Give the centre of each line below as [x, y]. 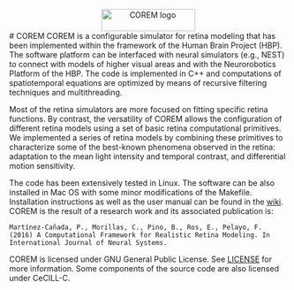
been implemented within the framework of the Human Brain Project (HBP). [146, 45]
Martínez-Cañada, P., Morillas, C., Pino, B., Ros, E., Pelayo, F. [136, 227]
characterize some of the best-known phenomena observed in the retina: [142, 147]
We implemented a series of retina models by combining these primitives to [146, 137]
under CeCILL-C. [40, 278]
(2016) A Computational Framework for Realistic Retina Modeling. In [140, 235]
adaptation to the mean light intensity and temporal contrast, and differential [147, 156]
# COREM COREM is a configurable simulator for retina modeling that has [143, 36]
